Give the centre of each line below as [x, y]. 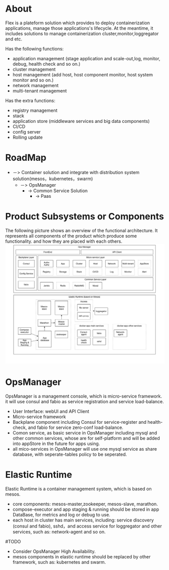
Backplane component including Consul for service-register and [79, 422]
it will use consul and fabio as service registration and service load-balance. [85, 402]
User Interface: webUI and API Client [51, 411]
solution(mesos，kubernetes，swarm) [53, 179]
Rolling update [28, 137]
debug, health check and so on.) [46, 64]
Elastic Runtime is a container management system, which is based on [78, 489]
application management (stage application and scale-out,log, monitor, [86, 58]
